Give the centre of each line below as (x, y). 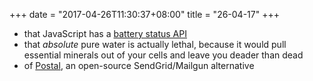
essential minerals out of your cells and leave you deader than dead (163, 55)
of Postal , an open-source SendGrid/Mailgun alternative (139, 65)
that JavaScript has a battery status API (105, 33)
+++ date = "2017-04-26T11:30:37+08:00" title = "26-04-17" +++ (144, 14)
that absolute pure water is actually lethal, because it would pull (155, 44)
